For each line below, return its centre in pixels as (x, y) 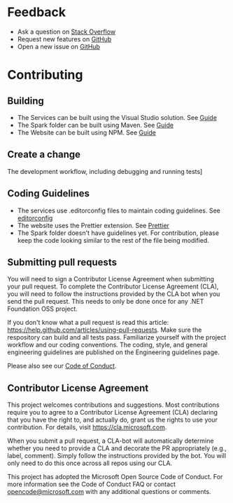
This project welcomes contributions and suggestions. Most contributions (113, 405)
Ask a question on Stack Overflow (66, 32)
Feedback (37, 12)
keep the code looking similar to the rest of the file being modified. (113, 240)
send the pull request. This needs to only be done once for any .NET (106, 302)
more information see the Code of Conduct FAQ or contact (92, 484)
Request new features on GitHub (64, 39)
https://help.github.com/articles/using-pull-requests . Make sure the (105, 330)
